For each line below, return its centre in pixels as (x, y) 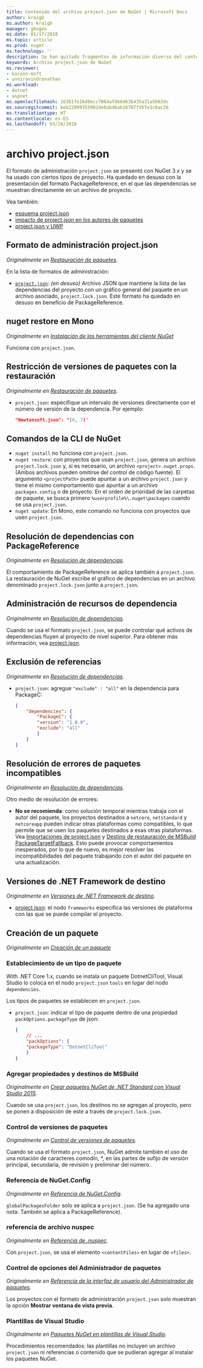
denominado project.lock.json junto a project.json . (72, 585)
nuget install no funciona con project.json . (71, 453)
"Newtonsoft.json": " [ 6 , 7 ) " (52, 420)
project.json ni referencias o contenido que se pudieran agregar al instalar (100, 1352)
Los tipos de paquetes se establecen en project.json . (74, 1001)
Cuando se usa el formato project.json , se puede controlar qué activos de (99, 630)
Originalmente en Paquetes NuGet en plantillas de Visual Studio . (87, 1334)
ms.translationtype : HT (36, 113)
